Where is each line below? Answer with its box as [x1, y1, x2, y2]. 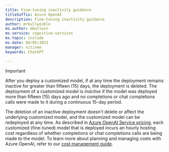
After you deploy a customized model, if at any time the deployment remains [5, 78, 164, 84]
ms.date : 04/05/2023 [5, 40, 49, 45]
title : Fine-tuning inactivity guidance [5, 7, 92, 13]
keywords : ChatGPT [5, 49, 44, 54]
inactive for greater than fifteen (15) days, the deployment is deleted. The [5, 83, 157, 89]
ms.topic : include [5, 36, 44, 41]
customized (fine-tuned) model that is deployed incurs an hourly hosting [5, 124, 156, 131]
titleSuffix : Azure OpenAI [5, 12, 62, 17]
